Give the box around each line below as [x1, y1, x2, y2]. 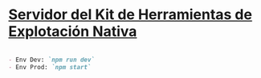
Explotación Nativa [8, 22, 137, 41]
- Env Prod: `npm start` [8, 63, 92, 71]
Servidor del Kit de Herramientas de [8, 6, 253, 24]
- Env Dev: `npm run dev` [8, 56, 95, 64]
